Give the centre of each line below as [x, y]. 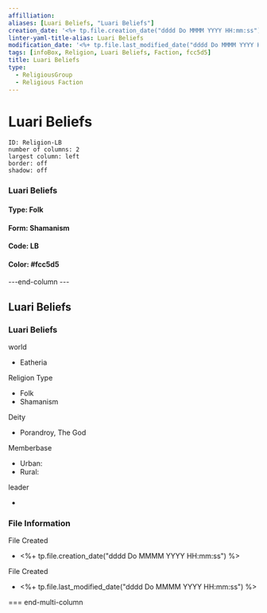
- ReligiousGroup [44, 75]
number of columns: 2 [44, 150]
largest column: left [44, 157]
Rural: [29, 472]
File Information [39, 523]
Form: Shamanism [39, 228]
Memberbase [30, 448]
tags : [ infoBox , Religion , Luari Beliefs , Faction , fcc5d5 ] [110, 53]
